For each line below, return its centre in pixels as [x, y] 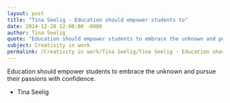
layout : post [26, 13]
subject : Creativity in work [49, 45]
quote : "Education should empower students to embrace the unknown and [111, 39]
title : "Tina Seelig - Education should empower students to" [98, 20]
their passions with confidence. [51, 78]
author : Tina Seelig [37, 33]
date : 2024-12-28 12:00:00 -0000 [55, 26]
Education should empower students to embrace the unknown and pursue [112, 71]
